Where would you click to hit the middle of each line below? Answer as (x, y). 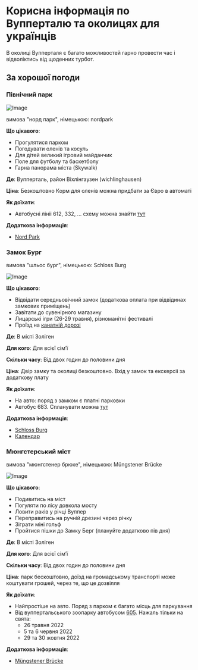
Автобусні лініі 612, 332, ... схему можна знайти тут (80, 214)
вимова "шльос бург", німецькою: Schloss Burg (66, 265)
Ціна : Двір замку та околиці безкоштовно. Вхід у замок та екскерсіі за (96, 371)
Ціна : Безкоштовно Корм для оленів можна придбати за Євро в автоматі (99, 190)
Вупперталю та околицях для (83, 24)
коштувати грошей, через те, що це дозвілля (63, 583)
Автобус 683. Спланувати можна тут (62, 406)
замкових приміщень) (43, 306)
